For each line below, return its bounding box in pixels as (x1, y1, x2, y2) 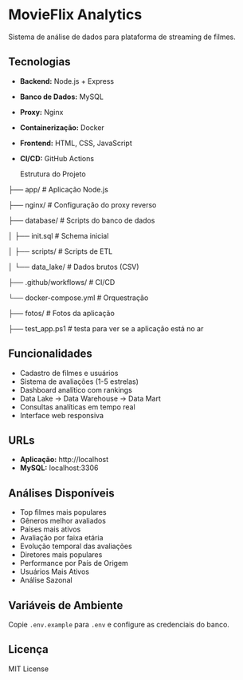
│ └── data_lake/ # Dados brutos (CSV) (8, 262, 139, 271)
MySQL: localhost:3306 (19, 463, 99, 472)
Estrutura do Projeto (19, 169, 86, 179)
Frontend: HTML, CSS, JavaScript (19, 138, 133, 148)
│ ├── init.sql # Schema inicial (8, 231, 109, 240)
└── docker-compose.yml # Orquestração (8, 293, 149, 302)
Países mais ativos (19, 524, 81, 534)
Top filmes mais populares (19, 508, 107, 517)
